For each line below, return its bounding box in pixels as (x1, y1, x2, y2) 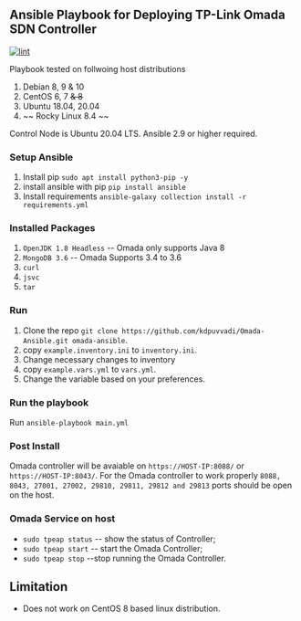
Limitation (9, 579, 68, 595)
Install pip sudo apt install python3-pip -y (22, 172, 189, 183)
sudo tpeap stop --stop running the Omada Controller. (22, 553, 226, 563)
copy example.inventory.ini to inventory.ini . (22, 344, 198, 355)
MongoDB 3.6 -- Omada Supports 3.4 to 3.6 (22, 252, 182, 263)
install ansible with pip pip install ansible (22, 182, 187, 193)
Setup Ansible (9, 151, 74, 163)
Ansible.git (22, 336, 68, 345)
